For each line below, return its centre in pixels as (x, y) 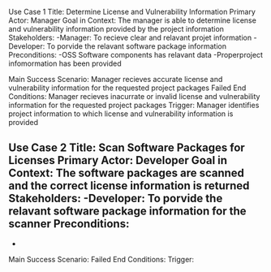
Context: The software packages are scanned (127, 173)
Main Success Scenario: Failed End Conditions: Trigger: (101, 259)
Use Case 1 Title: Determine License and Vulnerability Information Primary (132, 12)
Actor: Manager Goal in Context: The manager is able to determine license (133, 20)
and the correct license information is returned (129, 186)
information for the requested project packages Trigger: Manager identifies (134, 105)
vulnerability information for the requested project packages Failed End (127, 88)
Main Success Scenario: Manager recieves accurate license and (116, 79)
